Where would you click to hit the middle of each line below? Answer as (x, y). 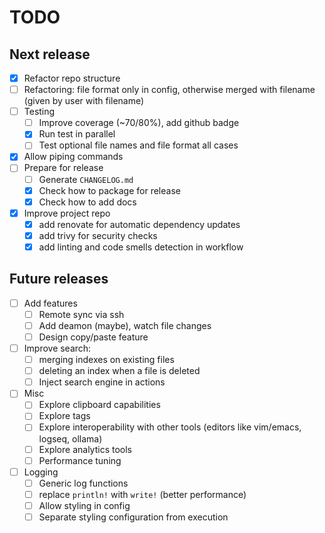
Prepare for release (63, 168)
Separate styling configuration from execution (133, 517)
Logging (41, 472)
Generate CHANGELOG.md (86, 179)
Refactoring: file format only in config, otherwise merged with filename (169, 90)
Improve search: (57, 348)
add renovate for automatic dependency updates (139, 224)
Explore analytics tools (85, 449)
